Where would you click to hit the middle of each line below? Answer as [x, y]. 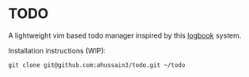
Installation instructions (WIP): [57, 50]
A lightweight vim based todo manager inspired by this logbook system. [125, 35]
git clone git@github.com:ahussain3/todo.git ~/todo [97, 65]
